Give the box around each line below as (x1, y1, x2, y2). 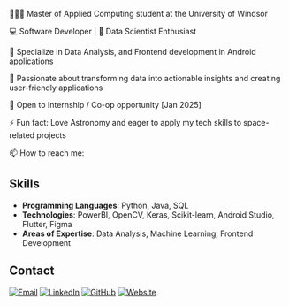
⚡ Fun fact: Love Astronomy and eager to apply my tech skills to (9, 118, 241, 127)
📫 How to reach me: (9, 148, 85, 158)
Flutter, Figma (21, 218, 72, 229)
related (9, 130, 35, 141)
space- (242, 118, 270, 127)
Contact (9, 264, 55, 279)
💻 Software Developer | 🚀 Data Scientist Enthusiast (9, 27, 197, 36)
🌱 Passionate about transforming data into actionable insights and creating (9, 73, 281, 83)
